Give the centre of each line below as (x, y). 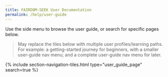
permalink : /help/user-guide (36, 15)
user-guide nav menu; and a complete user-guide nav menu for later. (90, 55)
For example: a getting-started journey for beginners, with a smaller (88, 49)
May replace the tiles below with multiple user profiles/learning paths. (90, 44)
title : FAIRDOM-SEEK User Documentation (49, 10)
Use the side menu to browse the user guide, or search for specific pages (82, 29)
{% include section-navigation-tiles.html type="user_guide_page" (74, 64)
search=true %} (22, 70)
